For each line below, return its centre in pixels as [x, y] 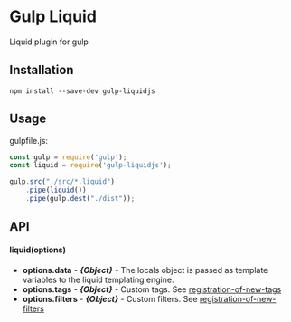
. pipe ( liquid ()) [56, 190]
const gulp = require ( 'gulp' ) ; [68, 157]
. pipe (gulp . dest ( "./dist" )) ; [80, 199]
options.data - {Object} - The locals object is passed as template [145, 270]
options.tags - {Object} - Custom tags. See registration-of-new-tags [152, 289]
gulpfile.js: [28, 140]
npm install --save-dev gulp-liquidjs [82, 91]
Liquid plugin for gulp [49, 42]
